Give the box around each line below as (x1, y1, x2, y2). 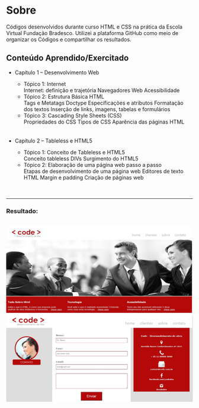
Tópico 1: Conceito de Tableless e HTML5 (23, 148, 126, 156)
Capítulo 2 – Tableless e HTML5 (14, 137, 93, 144)
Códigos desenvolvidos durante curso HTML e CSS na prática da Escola (6, 23, 182, 30)
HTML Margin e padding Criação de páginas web (23, 173, 144, 181)
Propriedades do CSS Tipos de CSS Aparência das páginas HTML (23, 118, 185, 125)
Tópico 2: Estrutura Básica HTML (23, 93, 105, 100)
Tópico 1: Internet (23, 80, 66, 87)
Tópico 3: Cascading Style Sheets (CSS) (23, 112, 123, 119)
